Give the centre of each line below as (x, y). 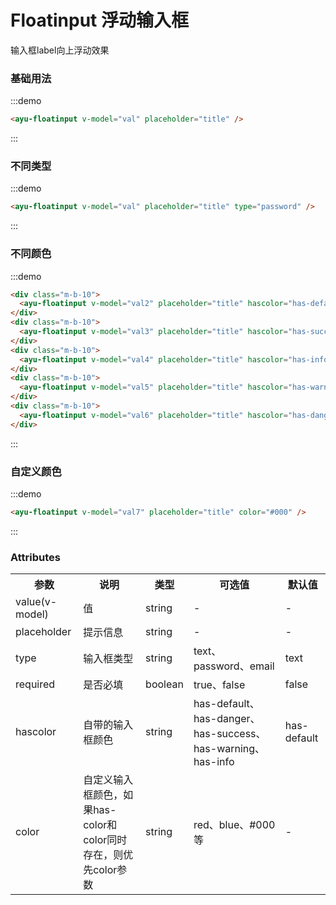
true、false (219, 685)
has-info (214, 762)
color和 (100, 825)
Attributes (35, 557)
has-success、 (230, 734)
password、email (234, 666)
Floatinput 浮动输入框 (99, 20)
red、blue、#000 (234, 825)
